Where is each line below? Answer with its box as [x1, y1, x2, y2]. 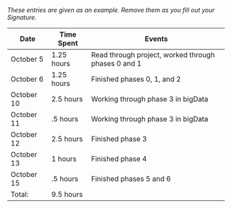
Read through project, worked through [90, 50, 215, 60]
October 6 [10, 74, 43, 84]
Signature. [7, 13, 37, 21]
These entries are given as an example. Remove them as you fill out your [7, 6, 215, 14]
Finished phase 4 [90, 154, 147, 164]
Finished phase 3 [90, 135, 147, 144]
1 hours [51, 154, 77, 164]
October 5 [10, 55, 43, 64]
